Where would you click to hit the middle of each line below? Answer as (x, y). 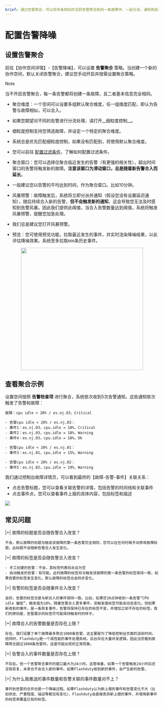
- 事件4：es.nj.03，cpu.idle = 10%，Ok (44, 438)
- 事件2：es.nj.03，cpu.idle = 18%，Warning (49, 433)
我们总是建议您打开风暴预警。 (42, 224)
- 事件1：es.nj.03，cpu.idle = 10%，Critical (50, 428)
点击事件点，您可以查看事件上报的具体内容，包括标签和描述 (72, 494)
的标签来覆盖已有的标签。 (27, 700)
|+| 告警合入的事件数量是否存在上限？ (43, 654)
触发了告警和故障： (24, 403)
